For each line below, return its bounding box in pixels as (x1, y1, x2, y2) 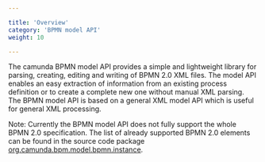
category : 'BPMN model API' (8, 25, 102, 34)
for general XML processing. (8, 104, 102, 114)
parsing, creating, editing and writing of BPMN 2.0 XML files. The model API (8, 71, 256, 80)
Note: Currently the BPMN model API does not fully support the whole (8, 120, 236, 129)
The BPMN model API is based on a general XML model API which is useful (8, 96, 254, 106)
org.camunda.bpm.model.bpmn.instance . (8, 145, 144, 155)
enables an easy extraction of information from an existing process (8, 79, 228, 88)
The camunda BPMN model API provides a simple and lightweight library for (8, 62, 257, 71)
